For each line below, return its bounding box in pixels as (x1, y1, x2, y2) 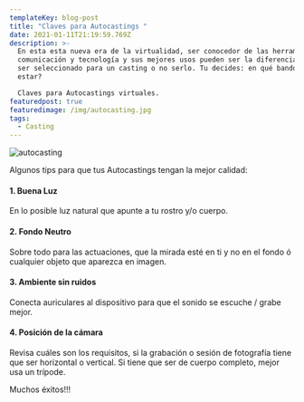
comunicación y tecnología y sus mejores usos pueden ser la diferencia (17, 55, 298, 64)
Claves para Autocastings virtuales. (17, 88, 160, 98)
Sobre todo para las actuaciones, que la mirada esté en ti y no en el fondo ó (9, 246, 291, 257)
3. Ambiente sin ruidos (9, 277, 97, 288)
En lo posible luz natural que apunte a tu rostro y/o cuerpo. (9, 206, 229, 216)
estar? (17, 72, 43, 81)
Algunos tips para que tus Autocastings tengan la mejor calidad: (9, 165, 248, 176)
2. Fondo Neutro (9, 225, 72, 236)
